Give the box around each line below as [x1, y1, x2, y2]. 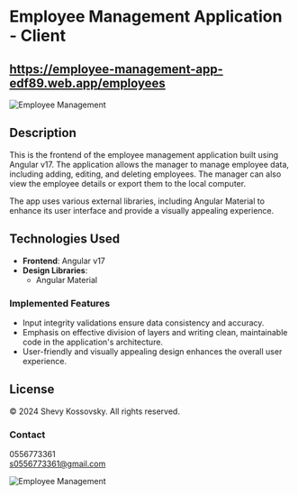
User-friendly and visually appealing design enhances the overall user [22, 345, 283, 357]
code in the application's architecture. [22, 336, 164, 347]
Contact [9, 428, 46, 441]
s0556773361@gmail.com [9, 458, 106, 470]
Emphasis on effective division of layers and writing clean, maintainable [22, 326, 288, 337]
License [9, 381, 55, 398]
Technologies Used [9, 232, 120, 247]
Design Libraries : [22, 264, 88, 276]
